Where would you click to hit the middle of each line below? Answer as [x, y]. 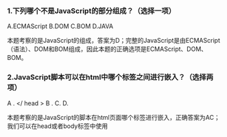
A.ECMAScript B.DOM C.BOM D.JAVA [60, 26]
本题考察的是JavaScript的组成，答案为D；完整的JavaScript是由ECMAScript [114, 41]
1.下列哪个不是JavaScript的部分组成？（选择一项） [92, 10]
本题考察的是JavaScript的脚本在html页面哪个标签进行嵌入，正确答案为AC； [114, 117]
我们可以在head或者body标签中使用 [58, 126]
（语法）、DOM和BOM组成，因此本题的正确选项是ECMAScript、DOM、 [107, 49]
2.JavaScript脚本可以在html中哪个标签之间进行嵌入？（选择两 [110, 77]
